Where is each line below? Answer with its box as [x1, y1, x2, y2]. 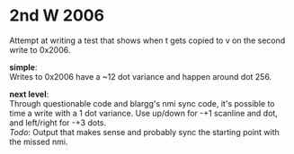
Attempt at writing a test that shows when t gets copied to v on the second [9, 35, 286, 46]
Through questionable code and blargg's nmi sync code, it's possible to [9, 98, 276, 108]
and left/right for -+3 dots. [9, 117, 107, 128]
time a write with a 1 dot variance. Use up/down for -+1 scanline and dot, [9, 107, 279, 118]
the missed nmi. [9, 136, 69, 147]
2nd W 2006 [9, 5, 105, 26]
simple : [9, 62, 38, 73]
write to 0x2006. [9, 44, 71, 55]
